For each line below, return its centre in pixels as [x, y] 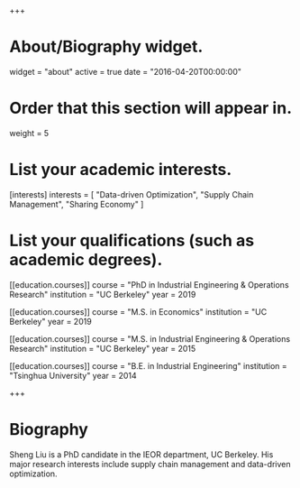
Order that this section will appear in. [151, 108]
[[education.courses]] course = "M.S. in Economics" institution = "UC [138, 311]
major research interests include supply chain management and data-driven [150, 464]
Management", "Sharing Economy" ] [77, 204]
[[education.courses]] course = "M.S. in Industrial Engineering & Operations [150, 338]
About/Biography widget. [106, 47]
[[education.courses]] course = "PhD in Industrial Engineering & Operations [150, 284]
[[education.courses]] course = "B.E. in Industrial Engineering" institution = [149, 365]
